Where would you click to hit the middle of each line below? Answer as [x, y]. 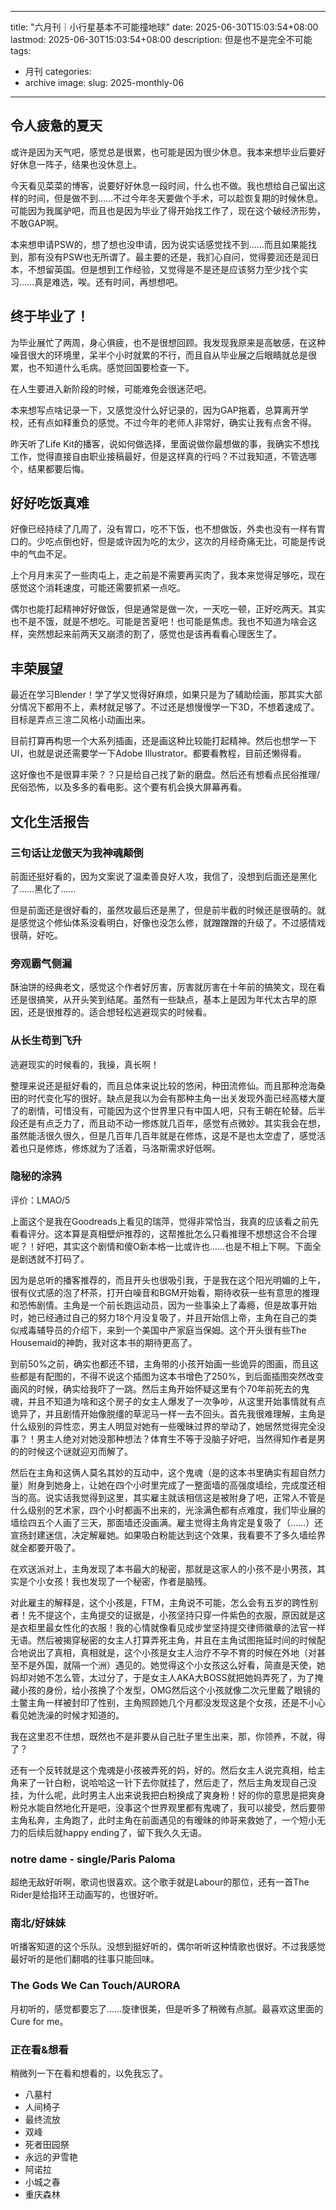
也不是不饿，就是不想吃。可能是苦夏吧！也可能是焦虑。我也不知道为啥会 [159, 622]
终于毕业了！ [50, 316]
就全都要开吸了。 [45, 1547]
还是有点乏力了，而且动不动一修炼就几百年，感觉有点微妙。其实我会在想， [172, 1123]
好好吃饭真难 [50, 503]
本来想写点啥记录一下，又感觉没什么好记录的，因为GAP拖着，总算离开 [155, 410]
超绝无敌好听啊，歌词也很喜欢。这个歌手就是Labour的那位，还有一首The [160, 1882]
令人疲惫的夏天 [56, 126]
